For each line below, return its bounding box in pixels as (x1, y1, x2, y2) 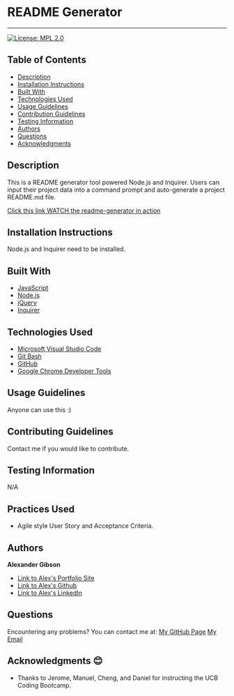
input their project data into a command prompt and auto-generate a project (7, 186, 225, 194)
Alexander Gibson (7, 561, 61, 569)
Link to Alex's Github (17, 582, 77, 590)
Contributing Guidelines (7, 426, 114, 438)
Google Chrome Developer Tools (17, 367, 111, 375)
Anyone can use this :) (7, 405, 72, 414)
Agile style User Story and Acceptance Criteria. (17, 522, 154, 530)
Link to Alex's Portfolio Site (17, 574, 95, 582)
